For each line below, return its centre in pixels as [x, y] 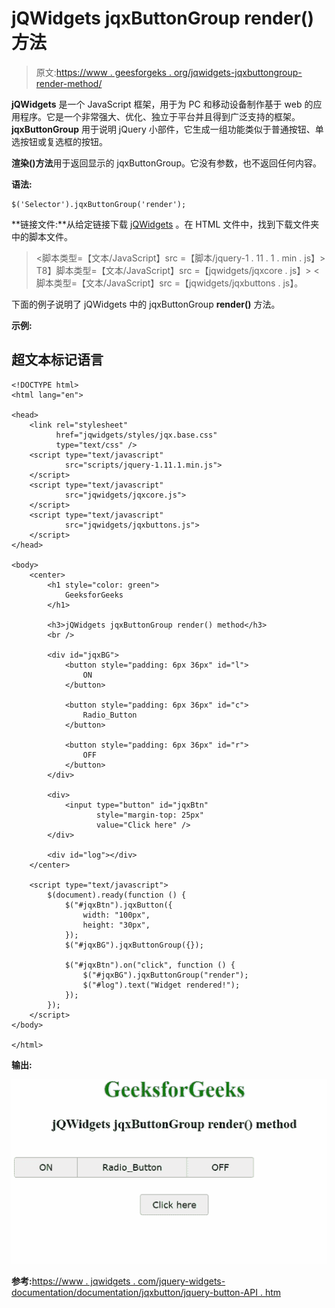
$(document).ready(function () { [117, 895]
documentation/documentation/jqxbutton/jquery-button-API [134, 1293]
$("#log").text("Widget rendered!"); [161, 985]
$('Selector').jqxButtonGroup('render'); [99, 204]
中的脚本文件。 [42, 236]
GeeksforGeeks [94, 595]
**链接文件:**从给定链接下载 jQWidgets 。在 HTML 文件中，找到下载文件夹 [165, 224]
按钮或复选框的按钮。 [63, 141]
